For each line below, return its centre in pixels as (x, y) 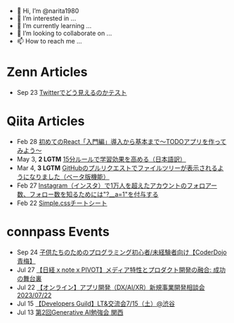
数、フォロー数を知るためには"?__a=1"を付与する (87, 194)
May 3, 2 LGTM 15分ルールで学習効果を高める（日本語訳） (102, 159)
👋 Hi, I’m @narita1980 (48, 11)
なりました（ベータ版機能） (69, 176)
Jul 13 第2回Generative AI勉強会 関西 (70, 312)
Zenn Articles (47, 72)
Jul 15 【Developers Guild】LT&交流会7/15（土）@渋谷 (96, 303)
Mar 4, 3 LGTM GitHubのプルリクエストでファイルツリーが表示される (117, 168)
